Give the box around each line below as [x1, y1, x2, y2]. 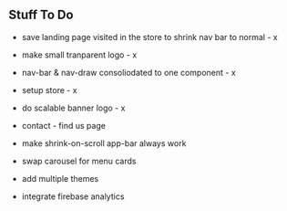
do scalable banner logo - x [21, 102, 126, 113]
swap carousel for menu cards [21, 155, 137, 166]
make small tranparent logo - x [21, 49, 138, 60]
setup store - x [21, 84, 78, 95]
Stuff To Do [8, 7, 74, 23]
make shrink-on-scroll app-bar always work [21, 137, 187, 149]
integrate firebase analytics [21, 191, 125, 202]
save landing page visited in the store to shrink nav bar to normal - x [21, 31, 279, 42]
